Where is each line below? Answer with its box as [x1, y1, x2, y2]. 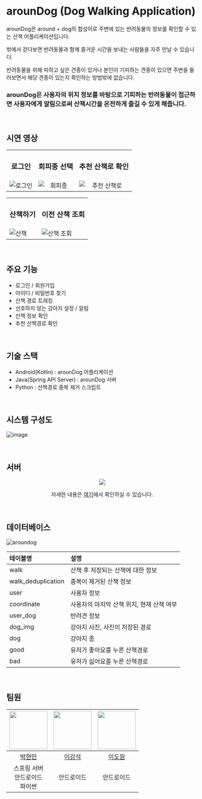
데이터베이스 [6, 522, 50, 533]
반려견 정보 [70, 611, 100, 620]
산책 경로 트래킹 [15, 297, 53, 304]
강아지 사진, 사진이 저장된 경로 [70, 623, 152, 631]
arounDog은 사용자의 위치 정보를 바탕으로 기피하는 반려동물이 [6, 90, 177, 99]
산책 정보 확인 [15, 312, 48, 319]
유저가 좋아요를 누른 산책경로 [70, 646, 148, 654]
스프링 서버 [13, 764, 44, 772]
